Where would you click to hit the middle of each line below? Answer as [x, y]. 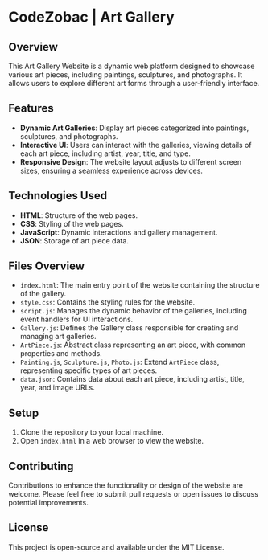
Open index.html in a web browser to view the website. [111, 441]
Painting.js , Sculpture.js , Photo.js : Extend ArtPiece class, [120, 362]
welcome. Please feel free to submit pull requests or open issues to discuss [134, 494]
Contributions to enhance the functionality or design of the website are [126, 485]
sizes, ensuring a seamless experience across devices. [111, 170]
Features [31, 108]
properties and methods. [61, 354]
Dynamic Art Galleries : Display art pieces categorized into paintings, [134, 128]
